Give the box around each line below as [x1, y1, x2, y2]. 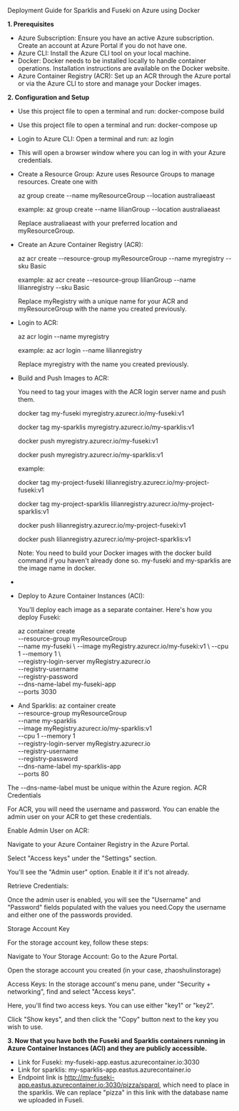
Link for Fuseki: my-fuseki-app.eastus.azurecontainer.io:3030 [17, 1058, 200, 1066]
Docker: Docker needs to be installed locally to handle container [17, 56, 207, 65]
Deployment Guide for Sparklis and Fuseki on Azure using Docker [7, 6, 200, 14]
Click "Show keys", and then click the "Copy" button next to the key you [7, 1015, 219, 1023]
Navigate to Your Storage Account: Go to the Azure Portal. [7, 952, 178, 960]
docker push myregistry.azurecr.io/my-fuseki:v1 [17, 437, 158, 445]
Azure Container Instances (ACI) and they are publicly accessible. [7, 1044, 208, 1052]
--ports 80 [17, 770, 49, 778]
